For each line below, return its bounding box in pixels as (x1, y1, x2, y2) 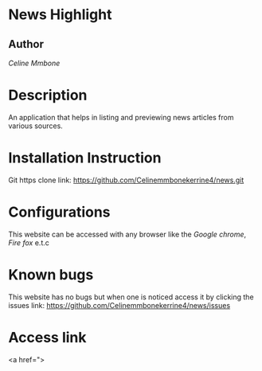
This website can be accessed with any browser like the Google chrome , (8, 229, 247, 239)
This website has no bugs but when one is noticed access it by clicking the (8, 292, 254, 302)
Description (8, 86, 88, 104)
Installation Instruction (8, 149, 162, 167)
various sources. (8, 121, 64, 131)
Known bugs (8, 266, 94, 283)
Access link (8, 328, 87, 346)
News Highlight (8, 6, 112, 24)
